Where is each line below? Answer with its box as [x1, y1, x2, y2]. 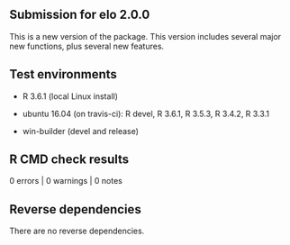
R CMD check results [9, 152, 130, 168]
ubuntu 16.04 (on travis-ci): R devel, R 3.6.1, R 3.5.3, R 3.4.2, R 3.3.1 [22, 108, 270, 119]
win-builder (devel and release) [22, 125, 140, 136]
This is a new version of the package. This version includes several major [9, 31, 282, 41]
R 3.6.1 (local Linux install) [22, 90, 119, 102]
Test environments [9, 67, 117, 82]
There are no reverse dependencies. [9, 225, 145, 237]
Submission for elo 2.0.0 [9, 7, 150, 23]
